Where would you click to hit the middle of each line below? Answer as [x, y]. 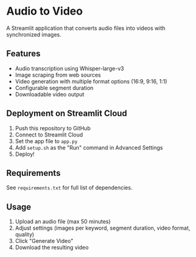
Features [23, 54]
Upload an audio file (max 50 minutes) [63, 222]
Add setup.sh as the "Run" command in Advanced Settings [89, 147]
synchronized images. [34, 34]
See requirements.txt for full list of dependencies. [69, 188]
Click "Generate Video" [44, 241]
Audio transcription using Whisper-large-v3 [69, 68]
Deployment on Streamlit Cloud [67, 114]
